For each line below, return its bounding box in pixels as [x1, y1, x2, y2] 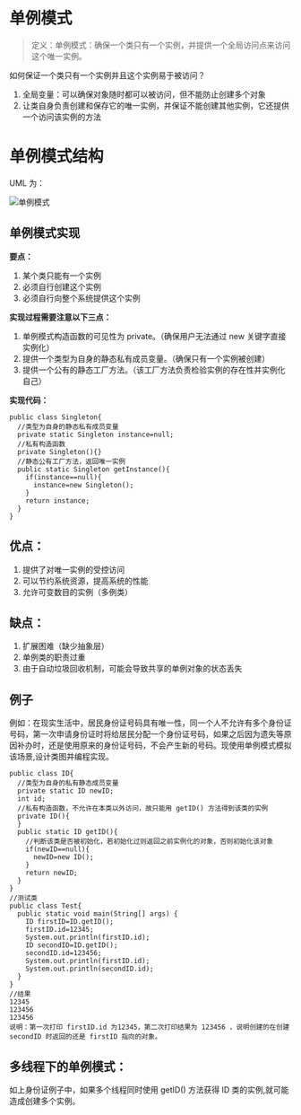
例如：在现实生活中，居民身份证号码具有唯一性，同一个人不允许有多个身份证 [9, 717, 292, 728]
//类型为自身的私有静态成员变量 [17, 778, 119, 788]
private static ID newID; [17, 786, 115, 795]
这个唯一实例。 [30, 50, 87, 61]
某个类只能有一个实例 [21, 270, 101, 281]
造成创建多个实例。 [9, 1095, 81, 1106]
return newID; [25, 868, 78, 878]
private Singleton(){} [17, 447, 102, 456]
